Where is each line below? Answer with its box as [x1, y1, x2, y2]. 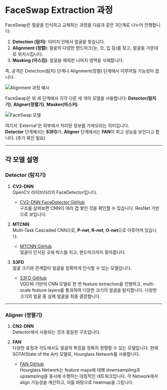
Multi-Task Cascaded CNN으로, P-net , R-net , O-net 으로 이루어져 [12, 227, 144, 233]
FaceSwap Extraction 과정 [5, 4, 113, 16]
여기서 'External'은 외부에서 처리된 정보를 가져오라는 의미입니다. [5, 122, 130, 128]
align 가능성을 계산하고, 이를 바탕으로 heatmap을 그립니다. [19, 379, 134, 385]
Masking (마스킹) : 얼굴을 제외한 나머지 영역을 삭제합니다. [12, 57, 124, 63]
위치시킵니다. [17, 51, 43, 57]
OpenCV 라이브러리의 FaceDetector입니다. [12, 189, 98, 195]
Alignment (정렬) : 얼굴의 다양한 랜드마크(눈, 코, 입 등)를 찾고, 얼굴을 [12, 45, 145, 51]
